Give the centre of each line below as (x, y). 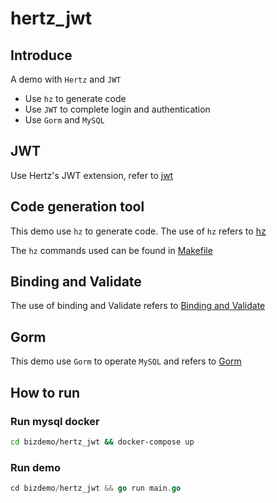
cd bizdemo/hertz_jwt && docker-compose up (102, 442)
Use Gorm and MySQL (64, 120)
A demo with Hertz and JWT (66, 79)
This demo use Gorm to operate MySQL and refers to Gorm (126, 361)
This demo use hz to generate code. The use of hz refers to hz (138, 231)
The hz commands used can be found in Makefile (111, 250)
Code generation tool (77, 207)
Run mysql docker (55, 421)
